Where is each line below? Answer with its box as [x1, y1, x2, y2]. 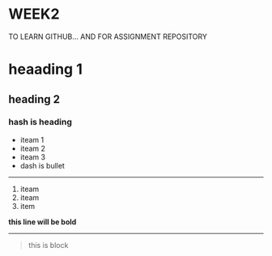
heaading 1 [8, 60, 83, 79]
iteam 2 [19, 143, 46, 153]
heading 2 [8, 92, 61, 106]
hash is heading [8, 117, 73, 128]
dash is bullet [19, 160, 65, 170]
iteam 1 [19, 134, 45, 144]
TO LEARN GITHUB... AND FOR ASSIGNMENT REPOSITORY [8, 32, 208, 41]
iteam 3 [19, 151, 46, 162]
